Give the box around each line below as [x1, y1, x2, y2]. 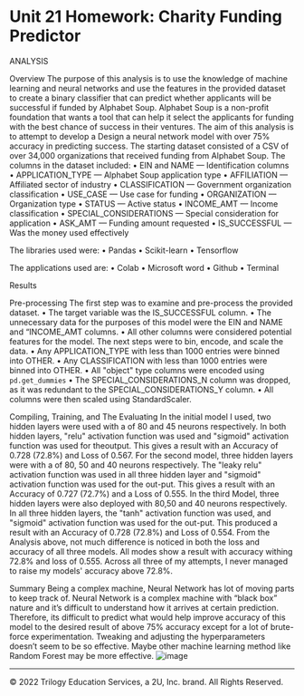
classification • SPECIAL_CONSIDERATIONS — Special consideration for [9, 208, 279, 218]
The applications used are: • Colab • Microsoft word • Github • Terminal [9, 262, 280, 273]
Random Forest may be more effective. [9, 650, 155, 661]
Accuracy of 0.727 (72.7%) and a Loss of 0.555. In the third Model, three [9, 488, 280, 499]
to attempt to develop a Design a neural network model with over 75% [9, 130, 271, 141]
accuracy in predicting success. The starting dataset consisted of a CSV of [9, 140, 290, 151]
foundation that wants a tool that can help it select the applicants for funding [9, 111, 294, 122]
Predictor [9, 25, 81, 46]
